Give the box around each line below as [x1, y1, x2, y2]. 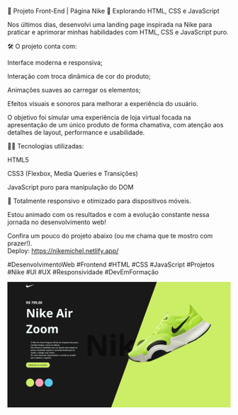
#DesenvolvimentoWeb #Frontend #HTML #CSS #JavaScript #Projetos [7, 260, 215, 269]
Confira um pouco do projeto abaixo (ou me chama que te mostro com [7, 232, 213, 240]
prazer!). [7, 239, 33, 247]
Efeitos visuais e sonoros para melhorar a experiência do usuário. [7, 100, 198, 107]
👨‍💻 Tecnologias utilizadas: [7, 142, 84, 150]
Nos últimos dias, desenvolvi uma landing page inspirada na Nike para [7, 21, 212, 28]
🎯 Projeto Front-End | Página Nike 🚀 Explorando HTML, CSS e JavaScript [7, 7, 220, 15]
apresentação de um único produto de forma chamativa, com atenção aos [7, 121, 224, 129]
